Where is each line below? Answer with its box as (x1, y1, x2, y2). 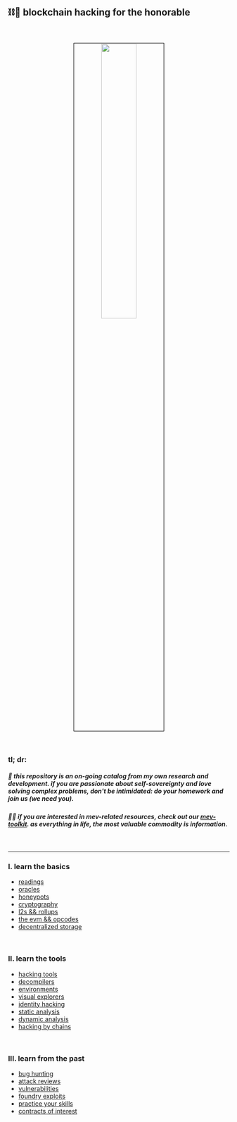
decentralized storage (18, 923, 82, 931)
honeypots (18, 892, 50, 901)
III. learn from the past (8, 1053, 85, 1063)
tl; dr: (8, 754, 27, 764)
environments (18, 985, 58, 993)
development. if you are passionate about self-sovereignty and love (8, 780, 212, 788)
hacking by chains (18, 1022, 72, 1030)
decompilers (18, 977, 55, 985)
